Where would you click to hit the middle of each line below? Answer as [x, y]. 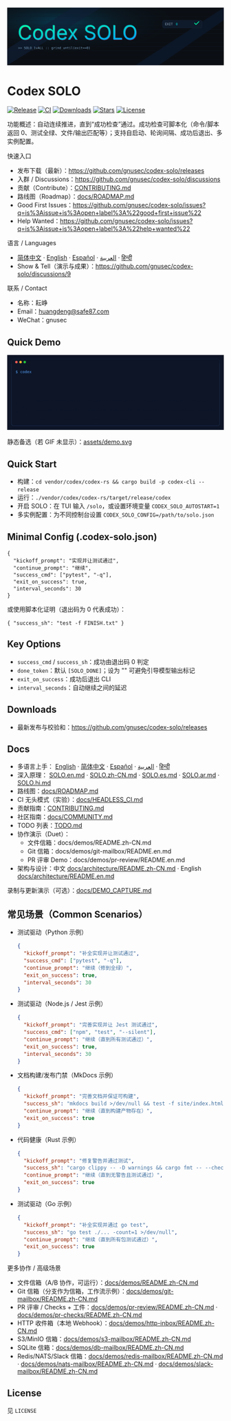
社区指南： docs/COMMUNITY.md [65, 817]
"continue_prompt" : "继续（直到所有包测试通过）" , [91, 1240]
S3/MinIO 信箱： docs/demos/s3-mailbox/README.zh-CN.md [104, 1339]
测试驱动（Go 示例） [46, 1203]
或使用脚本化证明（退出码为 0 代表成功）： [66, 609]
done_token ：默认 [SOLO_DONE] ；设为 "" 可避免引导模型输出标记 [106, 670]
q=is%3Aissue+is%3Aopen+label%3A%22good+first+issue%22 [109, 213]
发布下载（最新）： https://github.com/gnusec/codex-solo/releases [111, 171]
